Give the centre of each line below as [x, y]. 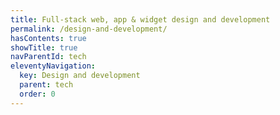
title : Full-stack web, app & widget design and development [140, 19]
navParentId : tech [48, 57]
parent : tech [46, 85]
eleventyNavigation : [53, 66]
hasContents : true [48, 38]
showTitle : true [44, 47]
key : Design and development [80, 76]
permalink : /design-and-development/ [89, 29]
